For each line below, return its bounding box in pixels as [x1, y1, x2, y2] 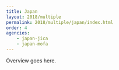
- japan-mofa [16, 41, 48, 47]
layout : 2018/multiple [6, 14, 61, 20]
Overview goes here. [6, 57, 57, 64]
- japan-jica [16, 36, 48, 41]
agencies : [6, 30, 30, 36]
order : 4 [6, 24, 27, 31]
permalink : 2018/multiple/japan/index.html [6, 19, 114, 25]
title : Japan [6, 8, 38, 15]
